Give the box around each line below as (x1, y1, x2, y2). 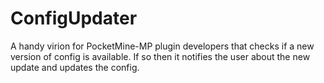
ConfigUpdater (10, 7, 138, 30)
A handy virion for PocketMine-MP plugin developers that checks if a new (10, 40, 315, 52)
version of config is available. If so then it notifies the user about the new (10, 50, 311, 62)
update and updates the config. (10, 61, 140, 73)
